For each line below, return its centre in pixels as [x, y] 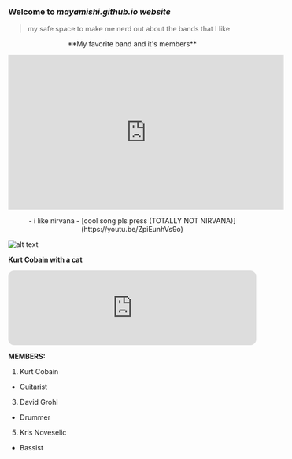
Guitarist [33, 387]
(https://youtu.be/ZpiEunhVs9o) [132, 229]
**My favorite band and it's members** [132, 44]
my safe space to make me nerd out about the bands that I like [129, 29]
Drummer [35, 417]
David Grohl [39, 402]
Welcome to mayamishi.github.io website [89, 12]
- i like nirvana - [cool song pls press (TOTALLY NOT [114, 221]
